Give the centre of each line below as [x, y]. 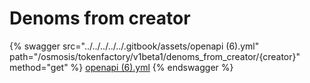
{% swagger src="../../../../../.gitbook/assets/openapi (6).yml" [134, 46]
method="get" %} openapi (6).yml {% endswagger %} [121, 67]
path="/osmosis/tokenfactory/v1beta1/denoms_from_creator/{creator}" [155, 56]
